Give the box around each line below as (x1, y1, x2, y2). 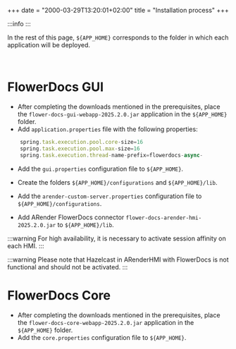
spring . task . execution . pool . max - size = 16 (20, 145, 140, 152)
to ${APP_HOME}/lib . (57, 220, 114, 228)
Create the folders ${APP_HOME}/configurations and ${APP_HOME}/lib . (17, 178, 218, 186)
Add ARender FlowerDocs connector (17, 213, 125, 221)
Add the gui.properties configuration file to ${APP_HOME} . (17, 164, 184, 173)
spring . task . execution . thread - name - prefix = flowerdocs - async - (20, 152, 203, 159)
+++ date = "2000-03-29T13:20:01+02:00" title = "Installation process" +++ (7, 6, 229, 14)
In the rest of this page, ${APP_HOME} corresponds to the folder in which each (7, 33, 229, 42)
